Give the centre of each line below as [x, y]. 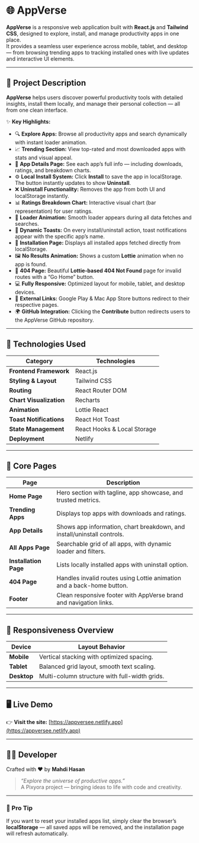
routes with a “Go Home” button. [54, 276]
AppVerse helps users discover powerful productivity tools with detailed [95, 97]
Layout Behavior [102, 647]
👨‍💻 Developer [32, 755]
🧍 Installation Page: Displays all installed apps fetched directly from [97, 243]
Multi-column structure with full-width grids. [102, 677]
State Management [37, 429]
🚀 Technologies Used [46, 345]
